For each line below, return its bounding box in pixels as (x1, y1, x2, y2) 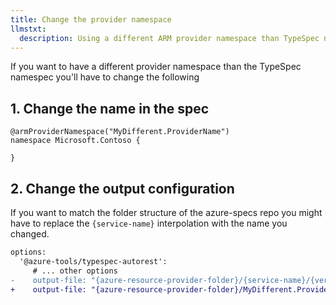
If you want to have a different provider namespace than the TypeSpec (10, 61, 302, 73)
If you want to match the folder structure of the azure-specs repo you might (10, 207, 323, 218)
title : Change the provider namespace (10, 14, 172, 25)
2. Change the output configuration (10, 180, 235, 197)
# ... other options (32, 266, 118, 276)
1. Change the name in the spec (10, 100, 210, 117)
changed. (10, 228, 50, 240)
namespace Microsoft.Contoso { (10, 136, 141, 146)
